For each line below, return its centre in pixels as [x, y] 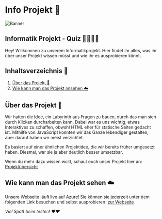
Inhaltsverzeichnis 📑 [37, 71]
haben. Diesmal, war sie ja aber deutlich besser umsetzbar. [64, 152]
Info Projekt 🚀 [33, 10]
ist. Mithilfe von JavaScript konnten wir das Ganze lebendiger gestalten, [77, 132]
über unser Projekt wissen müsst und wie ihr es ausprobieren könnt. [73, 55]
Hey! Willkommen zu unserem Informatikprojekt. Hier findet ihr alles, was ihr [81, 50]
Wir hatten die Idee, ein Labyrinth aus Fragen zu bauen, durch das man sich [81, 117]
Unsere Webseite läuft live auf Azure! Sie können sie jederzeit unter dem [77, 197]
